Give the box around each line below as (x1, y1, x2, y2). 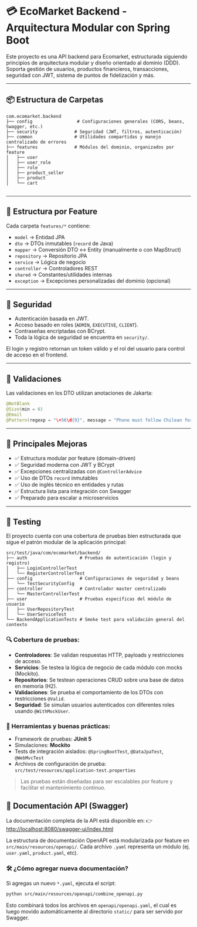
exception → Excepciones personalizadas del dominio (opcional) (14, 277, 171, 284)
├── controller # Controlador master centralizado (6, 586, 167, 592)
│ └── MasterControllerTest (6, 591, 80, 597)
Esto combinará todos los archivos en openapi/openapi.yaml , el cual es (6, 901, 177, 909)
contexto (6, 622, 28, 628)
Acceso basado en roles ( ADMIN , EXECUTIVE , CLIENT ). (14, 321, 139, 328)
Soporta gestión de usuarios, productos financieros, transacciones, (6, 65, 169, 72)
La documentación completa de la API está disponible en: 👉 (6, 817, 153, 824)
